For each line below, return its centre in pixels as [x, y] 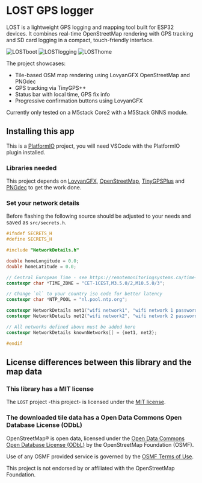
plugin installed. [26, 152]
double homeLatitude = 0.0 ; [41, 267]
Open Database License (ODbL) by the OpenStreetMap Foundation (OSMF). [100, 444]
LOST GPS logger [50, 11]
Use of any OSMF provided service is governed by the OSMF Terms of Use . [100, 456]
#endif [14, 343]
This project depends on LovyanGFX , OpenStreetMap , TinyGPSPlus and [96, 181]
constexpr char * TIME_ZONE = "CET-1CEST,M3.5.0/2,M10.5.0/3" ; [86, 283]
